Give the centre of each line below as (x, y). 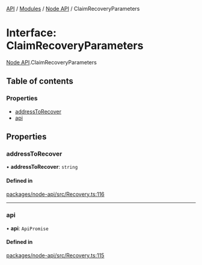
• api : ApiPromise (28, 228)
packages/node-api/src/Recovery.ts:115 (55, 255)
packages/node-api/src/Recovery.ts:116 (56, 194)
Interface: (32, 33)
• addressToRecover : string (42, 167)
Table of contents (40, 81)
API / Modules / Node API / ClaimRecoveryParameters (73, 9)
